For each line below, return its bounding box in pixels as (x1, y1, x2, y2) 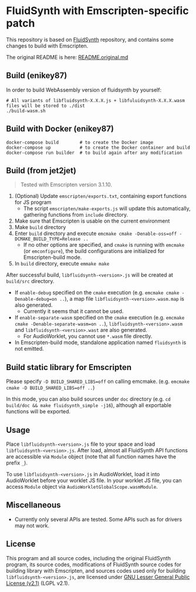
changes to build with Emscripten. (6, 42, 89, 49)
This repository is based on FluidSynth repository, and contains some (6, 36, 174, 43)
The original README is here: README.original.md (6, 53, 129, 60)
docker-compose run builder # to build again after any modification (6, 150, 183, 156)
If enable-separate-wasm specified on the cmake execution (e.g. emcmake (14, 314, 185, 321)
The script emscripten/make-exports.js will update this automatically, (23, 205, 191, 212)
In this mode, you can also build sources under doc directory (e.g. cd (6, 395, 171, 403)
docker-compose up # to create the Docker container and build (6, 144, 191, 150)
